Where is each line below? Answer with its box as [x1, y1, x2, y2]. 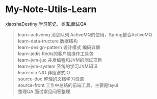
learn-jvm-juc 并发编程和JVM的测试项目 [17, 57, 102, 63]
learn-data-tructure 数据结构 [17, 38, 78, 44]
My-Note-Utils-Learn [5, 4, 97, 15]
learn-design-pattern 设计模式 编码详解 [17, 44, 100, 50]
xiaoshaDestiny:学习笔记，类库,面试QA [5, 21, 87, 27]
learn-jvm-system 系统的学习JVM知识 [17, 63, 98, 69]
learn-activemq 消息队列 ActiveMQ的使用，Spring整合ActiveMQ [17, 31, 152, 37]
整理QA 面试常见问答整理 [17, 88, 70, 94]
